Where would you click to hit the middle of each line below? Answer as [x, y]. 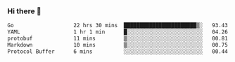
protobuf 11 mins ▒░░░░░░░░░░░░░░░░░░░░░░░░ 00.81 [118, 39]
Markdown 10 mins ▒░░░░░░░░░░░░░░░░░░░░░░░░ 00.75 [118, 45]
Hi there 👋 [25, 11]
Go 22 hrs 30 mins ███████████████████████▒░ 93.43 [118, 26]
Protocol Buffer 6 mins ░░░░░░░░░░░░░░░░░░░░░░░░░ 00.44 [118, 52]
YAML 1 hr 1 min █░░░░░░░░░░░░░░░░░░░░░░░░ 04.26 [118, 32]
